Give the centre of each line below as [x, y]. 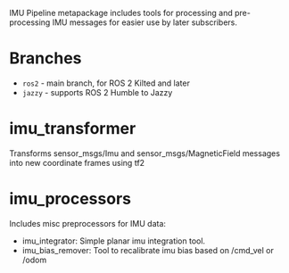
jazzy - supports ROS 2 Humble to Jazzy [97, 92]
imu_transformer [73, 129]
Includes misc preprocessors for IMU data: [88, 223]
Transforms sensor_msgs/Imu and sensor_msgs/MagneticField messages [145, 153]
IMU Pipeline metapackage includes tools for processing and [121, 13]
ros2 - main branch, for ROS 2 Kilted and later [106, 83]
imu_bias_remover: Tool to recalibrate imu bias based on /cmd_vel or [148, 250]
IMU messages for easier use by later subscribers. [145, 22]
